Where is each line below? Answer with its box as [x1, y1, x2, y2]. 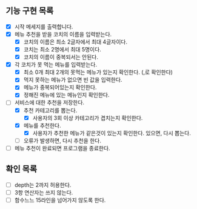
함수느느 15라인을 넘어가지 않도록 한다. [14, 196, 106, 204]
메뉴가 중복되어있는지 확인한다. [23, 84, 97, 91]
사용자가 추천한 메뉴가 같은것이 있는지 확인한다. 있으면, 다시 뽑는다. [32, 129, 192, 136]
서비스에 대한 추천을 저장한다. [14, 99, 85, 106]
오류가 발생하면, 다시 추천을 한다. [23, 137, 101, 144]
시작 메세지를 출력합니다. [14, 23, 73, 30]
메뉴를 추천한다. [23, 122, 61, 129]
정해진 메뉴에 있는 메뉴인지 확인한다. [23, 91, 110, 99]
